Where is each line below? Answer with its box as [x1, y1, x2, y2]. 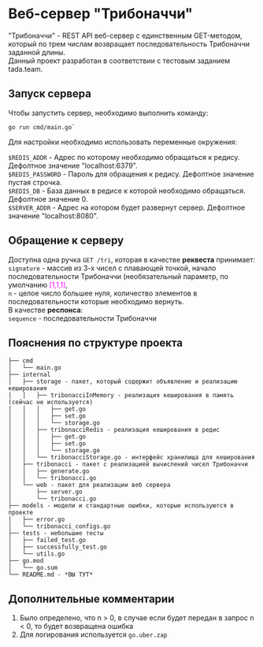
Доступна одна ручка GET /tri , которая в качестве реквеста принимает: [8, 255, 256, 264]
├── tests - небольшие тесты [8, 530, 104, 537]
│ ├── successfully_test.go [8, 543, 108, 552]
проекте [8, 509, 34, 517]
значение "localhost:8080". [8, 210, 98, 221]
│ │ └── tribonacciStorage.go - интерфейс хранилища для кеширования [8, 454, 256, 462]
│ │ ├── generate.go [8, 467, 90, 475]
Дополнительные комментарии [8, 592, 175, 605]
